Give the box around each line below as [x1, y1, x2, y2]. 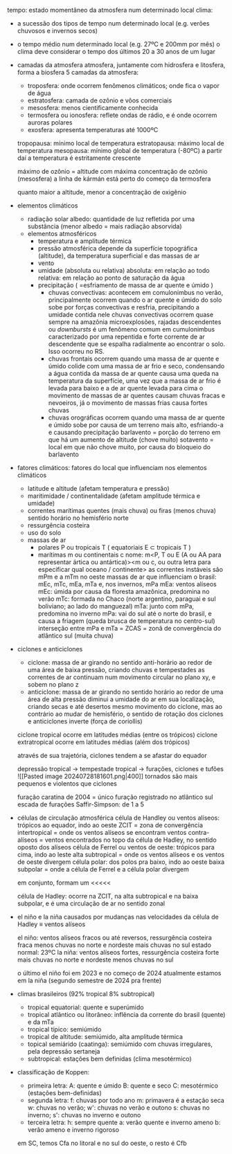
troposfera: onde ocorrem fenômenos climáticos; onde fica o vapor [27, 82, 220, 89]
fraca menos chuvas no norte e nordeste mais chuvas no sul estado [17, 941, 211, 949]
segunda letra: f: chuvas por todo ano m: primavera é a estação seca [27, 1097, 225, 1104]
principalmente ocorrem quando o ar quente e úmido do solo [48, 296, 222, 304]
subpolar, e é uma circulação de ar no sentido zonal [17, 899, 165, 908]
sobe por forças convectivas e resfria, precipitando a [48, 303, 199, 311]
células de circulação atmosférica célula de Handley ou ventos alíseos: [17, 813, 220, 822]
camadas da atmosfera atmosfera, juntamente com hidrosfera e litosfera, [17, 61, 226, 69]
